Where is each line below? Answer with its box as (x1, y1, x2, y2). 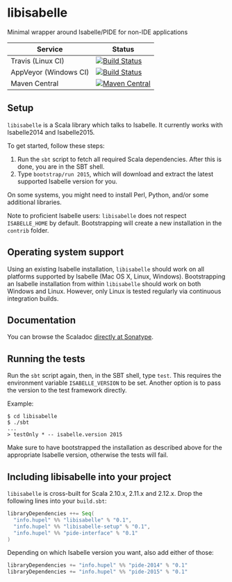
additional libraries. (7, 198, 63, 206)
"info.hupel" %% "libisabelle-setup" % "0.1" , (13, 523, 151, 530)
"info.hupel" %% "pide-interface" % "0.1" (13, 529, 138, 536)
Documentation (7, 314, 76, 326)
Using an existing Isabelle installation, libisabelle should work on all (7, 265, 205, 273)
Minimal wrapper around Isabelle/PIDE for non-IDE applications (7, 28, 188, 36)
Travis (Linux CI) (10, 56, 65, 65)
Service (37, 44, 63, 53)
